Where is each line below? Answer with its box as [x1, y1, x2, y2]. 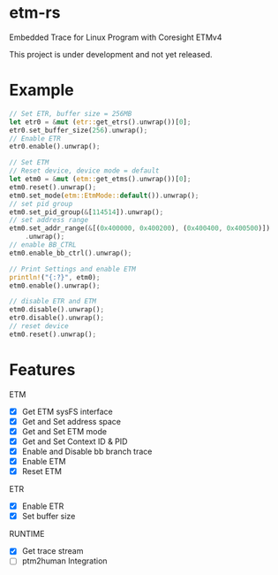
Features [9, 359, 76, 379]
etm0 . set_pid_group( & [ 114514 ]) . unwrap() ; [9, 207, 164, 217]
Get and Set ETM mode [21, 425, 108, 436]
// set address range [9, 216, 89, 225]
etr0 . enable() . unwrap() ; [9, 142, 101, 151]
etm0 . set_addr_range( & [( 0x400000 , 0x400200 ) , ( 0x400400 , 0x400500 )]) [9, 224, 271, 233]
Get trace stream [21, 546, 84, 556]
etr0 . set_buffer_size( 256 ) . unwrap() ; [9, 126, 148, 134]
